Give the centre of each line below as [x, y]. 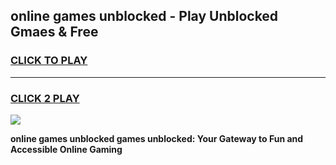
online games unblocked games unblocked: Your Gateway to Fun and [157, 138]
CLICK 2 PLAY [45, 98]
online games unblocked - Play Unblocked [144, 16]
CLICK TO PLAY [49, 61]
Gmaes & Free [54, 32]
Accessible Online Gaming [66, 149]
